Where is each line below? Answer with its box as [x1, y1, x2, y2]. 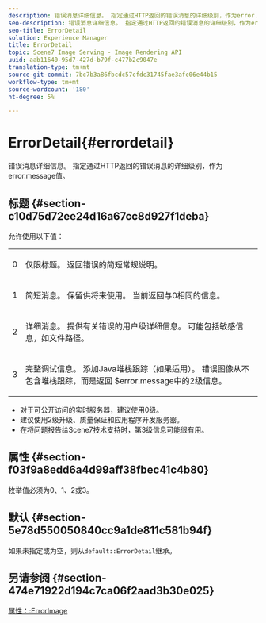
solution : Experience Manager [8, 33, 108, 42]
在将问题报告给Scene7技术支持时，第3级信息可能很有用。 [19, 425, 208, 434]
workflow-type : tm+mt [8, 78, 80, 86]
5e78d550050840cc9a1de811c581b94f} [8, 524, 212, 537]
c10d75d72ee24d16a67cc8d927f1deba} [8, 210, 210, 223]
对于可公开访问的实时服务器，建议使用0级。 [19, 406, 164, 414]
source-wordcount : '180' [8, 85, 90, 94]
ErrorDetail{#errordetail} [8, 134, 175, 152]
